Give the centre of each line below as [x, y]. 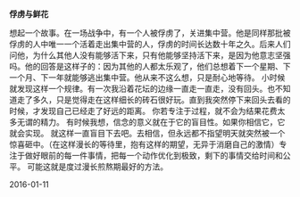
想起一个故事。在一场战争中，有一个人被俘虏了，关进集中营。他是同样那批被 [150, 33]
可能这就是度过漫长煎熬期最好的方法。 [97, 167]
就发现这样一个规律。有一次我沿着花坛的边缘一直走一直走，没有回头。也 [142, 89]
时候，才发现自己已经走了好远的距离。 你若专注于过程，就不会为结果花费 [143, 111]
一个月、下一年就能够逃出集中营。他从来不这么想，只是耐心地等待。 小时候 [147, 78]
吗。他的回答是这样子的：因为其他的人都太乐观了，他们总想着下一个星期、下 [150, 66]
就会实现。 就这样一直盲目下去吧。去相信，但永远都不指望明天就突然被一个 [147, 133]
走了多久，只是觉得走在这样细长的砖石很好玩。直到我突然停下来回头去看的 [154, 100]
